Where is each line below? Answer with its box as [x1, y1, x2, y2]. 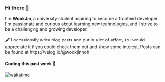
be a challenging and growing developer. [5, 26, 88, 32]
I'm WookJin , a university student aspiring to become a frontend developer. [5, 16, 159, 22]
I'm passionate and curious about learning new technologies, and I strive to [5, 21, 158, 27]
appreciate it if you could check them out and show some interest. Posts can [5, 44, 161, 50]
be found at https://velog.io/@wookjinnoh [5, 49, 90, 55]
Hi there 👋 [5, 4, 30, 11]
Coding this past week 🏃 [5, 60, 56, 66]
